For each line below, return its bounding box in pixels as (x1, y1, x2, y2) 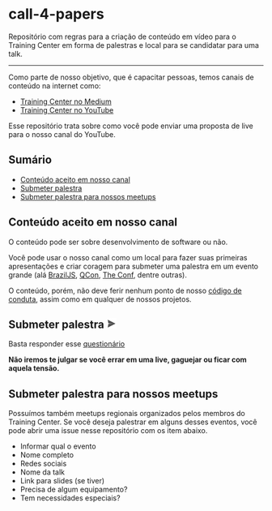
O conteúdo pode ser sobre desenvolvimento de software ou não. (8, 237, 228, 247)
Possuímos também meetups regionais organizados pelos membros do (8, 409, 245, 419)
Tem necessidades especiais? (19, 493, 121, 503)
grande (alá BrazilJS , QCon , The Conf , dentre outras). (8, 269, 188, 280)
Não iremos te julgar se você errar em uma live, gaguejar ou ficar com (8, 354, 247, 365)
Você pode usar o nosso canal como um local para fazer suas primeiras (8, 252, 248, 262)
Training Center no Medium (19, 97, 112, 106)
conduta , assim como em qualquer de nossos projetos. (8, 294, 192, 304)
